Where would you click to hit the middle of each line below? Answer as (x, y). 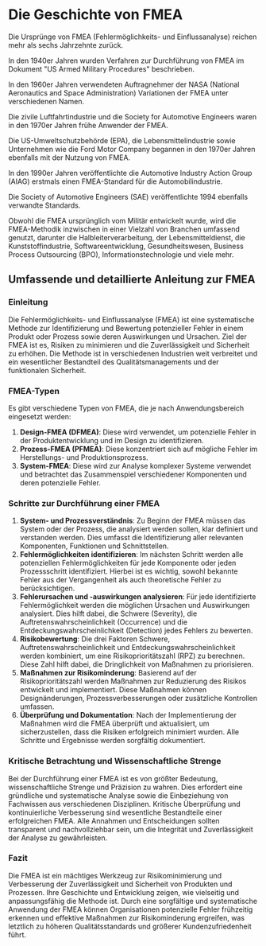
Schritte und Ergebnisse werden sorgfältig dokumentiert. (112, 741)
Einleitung (28, 302)
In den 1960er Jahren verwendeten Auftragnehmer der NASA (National (124, 84)
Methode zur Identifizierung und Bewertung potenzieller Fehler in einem (126, 328)
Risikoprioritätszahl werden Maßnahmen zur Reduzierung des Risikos (133, 681)
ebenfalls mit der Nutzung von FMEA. (69, 158)
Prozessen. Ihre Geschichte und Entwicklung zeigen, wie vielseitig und (124, 892)
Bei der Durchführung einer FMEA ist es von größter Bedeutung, (113, 778)
